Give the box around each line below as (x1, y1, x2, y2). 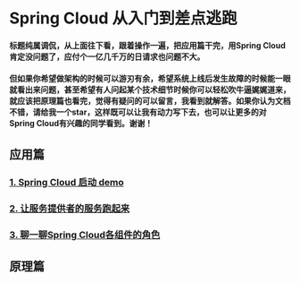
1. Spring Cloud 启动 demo (9, 175, 125, 188)
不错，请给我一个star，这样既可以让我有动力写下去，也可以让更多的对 (9, 107, 267, 117)
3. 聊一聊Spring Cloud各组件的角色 (9, 228, 161, 241)
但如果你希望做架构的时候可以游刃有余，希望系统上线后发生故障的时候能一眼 (9, 73, 291, 84)
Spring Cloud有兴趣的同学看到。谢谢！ (9, 118, 154, 129)
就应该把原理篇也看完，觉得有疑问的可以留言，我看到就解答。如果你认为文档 (9, 96, 291, 107)
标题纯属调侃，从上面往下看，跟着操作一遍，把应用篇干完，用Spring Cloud (9, 39, 286, 50)
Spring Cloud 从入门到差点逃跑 (9, 8, 238, 29)
